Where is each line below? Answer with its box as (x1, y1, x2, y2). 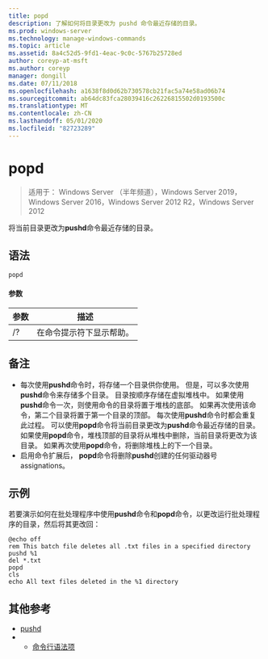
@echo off (8, 535, 42, 544)
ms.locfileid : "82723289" (8, 124, 95, 132)
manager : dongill (8, 72, 67, 80)
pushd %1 (8, 550, 38, 558)
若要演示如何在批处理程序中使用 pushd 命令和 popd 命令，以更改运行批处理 (8, 510, 253, 519)
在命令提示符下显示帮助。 (36, 326, 135, 338)
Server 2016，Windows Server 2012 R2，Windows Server (61, 197, 254, 207)
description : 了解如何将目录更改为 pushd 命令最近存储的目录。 (8, 19, 202, 27)
